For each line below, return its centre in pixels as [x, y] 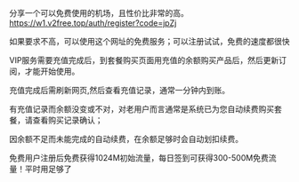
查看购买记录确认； [68, 120]
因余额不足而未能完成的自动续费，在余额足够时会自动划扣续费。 [126, 139]
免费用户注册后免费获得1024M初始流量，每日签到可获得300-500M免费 [139, 158]
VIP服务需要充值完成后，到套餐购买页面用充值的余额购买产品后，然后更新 [144, 60]
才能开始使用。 [52, 71]
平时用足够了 [48, 169]
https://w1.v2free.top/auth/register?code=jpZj [93, 23]
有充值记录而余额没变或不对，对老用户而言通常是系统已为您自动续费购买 [141, 109]
